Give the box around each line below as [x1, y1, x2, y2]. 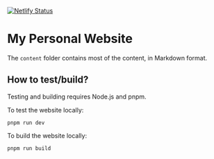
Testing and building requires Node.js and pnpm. [7, 92, 147, 101]
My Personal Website [7, 31, 133, 47]
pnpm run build [7, 144, 51, 152]
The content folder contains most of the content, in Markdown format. [7, 53, 208, 62]
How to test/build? [7, 74, 89, 86]
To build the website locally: [7, 131, 88, 140]
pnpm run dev [7, 119, 45, 126]
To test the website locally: [7, 106, 84, 114]
